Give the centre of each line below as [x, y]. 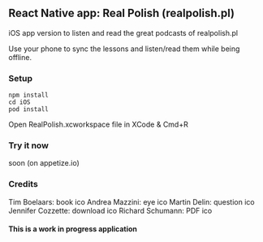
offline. [20, 57]
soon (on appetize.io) [44, 163]
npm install [28, 95]
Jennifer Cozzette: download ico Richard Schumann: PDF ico [110, 210]
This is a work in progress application [73, 229]
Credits [23, 184]
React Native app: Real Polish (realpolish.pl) [122, 13]
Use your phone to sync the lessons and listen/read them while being [124, 49]
